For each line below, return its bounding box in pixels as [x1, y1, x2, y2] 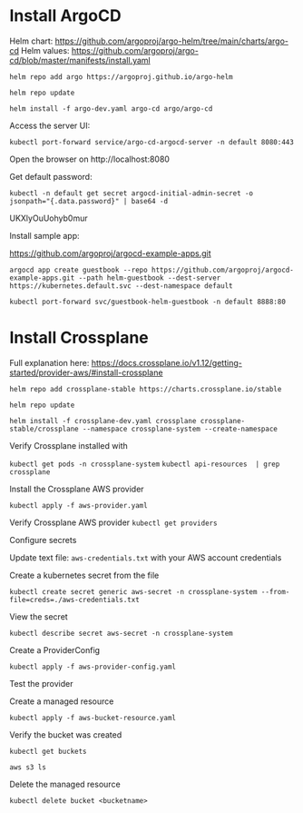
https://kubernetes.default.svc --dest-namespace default [9, 281, 233, 291]
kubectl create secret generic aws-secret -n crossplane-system [9, 587, 258, 596]
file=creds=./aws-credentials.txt [9, 595, 141, 604]
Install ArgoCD [9, 5, 122, 26]
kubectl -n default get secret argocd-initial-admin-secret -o [9, 188, 254, 198]
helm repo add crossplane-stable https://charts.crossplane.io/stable [9, 384, 282, 393]
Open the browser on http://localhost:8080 [9, 154, 171, 164]
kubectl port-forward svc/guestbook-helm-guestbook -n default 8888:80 [9, 297, 286, 306]
